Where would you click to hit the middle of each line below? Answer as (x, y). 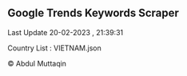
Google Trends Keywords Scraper (93, 13)
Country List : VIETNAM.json (54, 48)
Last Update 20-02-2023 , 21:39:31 (66, 32)
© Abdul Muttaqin (37, 63)
